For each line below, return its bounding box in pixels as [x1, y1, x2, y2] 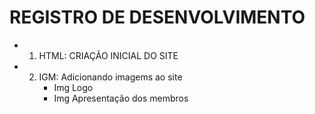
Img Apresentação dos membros [53, 92, 189, 104]
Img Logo [53, 81, 94, 93]
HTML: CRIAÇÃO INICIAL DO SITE [38, 49, 179, 61]
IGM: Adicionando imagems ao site [38, 71, 183, 83]
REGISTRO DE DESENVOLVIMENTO [9, 6, 306, 29]
